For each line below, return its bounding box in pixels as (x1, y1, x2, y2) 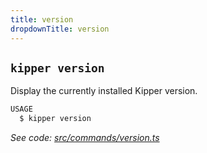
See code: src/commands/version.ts (10, 132, 160, 144)
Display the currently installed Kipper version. (10, 85, 198, 97)
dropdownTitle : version (10, 24, 110, 34)
